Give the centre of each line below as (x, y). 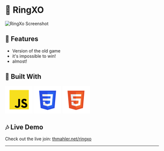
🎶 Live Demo (24, 127)
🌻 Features (22, 39)
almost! (20, 61)
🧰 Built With (23, 77)
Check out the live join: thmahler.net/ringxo (48, 139)
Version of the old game (36, 50)
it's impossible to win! (34, 56)
